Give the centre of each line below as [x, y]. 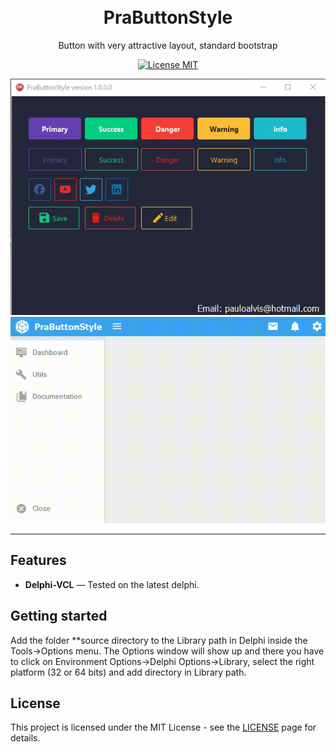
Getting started [59, 616]
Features [38, 560]
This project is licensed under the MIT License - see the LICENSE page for [163, 727]
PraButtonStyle [168, 17]
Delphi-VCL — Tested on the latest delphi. [112, 584]
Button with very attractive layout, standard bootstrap [168, 45]
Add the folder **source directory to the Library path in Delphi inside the [159, 640]
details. [25, 738]
